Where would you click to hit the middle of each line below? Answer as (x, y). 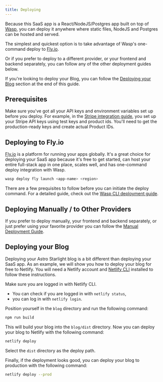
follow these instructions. (31, 275)
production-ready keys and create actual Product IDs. (60, 127)
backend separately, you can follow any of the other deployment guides (78, 64)
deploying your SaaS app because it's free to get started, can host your (78, 159)
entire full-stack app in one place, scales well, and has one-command (76, 165)
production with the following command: (46, 365)
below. (12, 69)
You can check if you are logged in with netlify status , (69, 293)
